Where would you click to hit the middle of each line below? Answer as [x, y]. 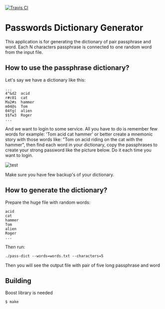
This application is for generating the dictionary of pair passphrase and [78, 41]
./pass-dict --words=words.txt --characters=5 [54, 256]
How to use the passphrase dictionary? [67, 68]
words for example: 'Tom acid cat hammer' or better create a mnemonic [79, 134]
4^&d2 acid [17, 93]
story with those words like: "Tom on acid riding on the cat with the [74, 139]
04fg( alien [19, 111]
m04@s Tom [16, 106]
